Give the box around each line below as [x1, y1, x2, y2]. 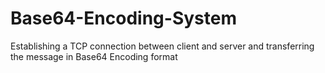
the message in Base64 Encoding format [10, 50, 178, 62]
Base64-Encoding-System [10, 7, 237, 30]
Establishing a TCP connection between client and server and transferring [10, 40, 315, 52]
